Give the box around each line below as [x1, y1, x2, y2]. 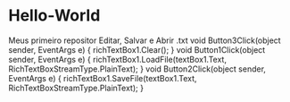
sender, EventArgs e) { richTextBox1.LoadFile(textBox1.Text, [8, 54, 227, 64]
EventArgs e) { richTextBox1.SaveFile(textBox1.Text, [8, 72, 197, 83]
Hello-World [8, 5, 101, 26]
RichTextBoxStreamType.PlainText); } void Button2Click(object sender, [8, 64, 267, 74]
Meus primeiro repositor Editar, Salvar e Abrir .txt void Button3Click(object [8, 35, 282, 46]
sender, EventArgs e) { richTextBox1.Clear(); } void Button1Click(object [8, 44, 266, 55]
